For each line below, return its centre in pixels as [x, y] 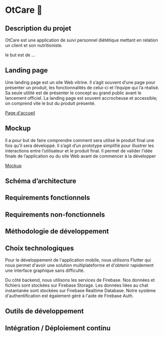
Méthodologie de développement [57, 231]
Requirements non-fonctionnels [55, 214]
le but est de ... [20, 55]
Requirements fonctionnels [48, 198]
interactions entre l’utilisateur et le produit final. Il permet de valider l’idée [79, 150]
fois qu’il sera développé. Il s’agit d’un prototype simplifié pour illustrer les [80, 146]
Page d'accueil [20, 112]
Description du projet [38, 28]
